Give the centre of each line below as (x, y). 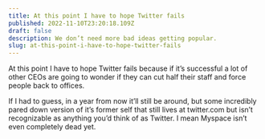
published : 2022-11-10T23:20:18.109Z (71, 23)
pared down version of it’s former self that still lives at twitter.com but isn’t (130, 110)
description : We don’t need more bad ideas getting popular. (113, 38)
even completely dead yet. (52, 127)
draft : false (30, 31)
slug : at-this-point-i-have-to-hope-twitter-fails (95, 46)
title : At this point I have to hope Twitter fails (96, 16)
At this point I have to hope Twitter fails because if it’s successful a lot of (128, 68)
